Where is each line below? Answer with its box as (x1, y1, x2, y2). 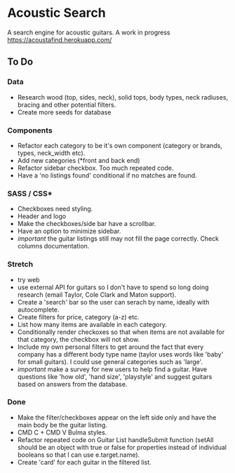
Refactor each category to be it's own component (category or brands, (17, 141, 222, 149)
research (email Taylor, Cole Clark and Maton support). (17, 290, 177, 299)
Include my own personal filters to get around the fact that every (17, 342, 204, 351)
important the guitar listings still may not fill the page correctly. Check (17, 234, 220, 243)
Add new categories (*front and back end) (17, 156, 140, 164)
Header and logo (17, 212, 67, 220)
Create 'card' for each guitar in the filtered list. (17, 458, 152, 466)
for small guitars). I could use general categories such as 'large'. (17, 357, 203, 366)
